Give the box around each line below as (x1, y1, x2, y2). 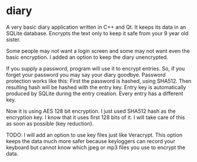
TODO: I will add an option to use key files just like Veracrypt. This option (6, 131, 183, 139)
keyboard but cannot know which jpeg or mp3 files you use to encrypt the (6, 144, 186, 151)
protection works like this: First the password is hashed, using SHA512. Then (6, 77, 192, 85)
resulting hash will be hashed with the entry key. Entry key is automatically (6, 83, 186, 90)
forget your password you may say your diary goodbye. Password (6, 71, 166, 78)
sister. (6, 36, 21, 43)
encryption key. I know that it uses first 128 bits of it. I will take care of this (6, 113, 185, 121)
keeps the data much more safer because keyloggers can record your (6, 137, 175, 144)
